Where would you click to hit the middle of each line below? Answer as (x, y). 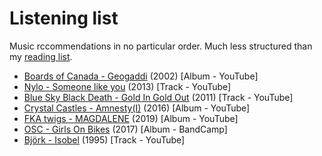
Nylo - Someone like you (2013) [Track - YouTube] (127, 86)
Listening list (64, 18)
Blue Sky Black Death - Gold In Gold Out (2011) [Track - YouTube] (158, 97)
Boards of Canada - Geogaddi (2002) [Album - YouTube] (141, 76)
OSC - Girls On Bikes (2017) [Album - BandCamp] (125, 129)
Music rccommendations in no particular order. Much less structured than (161, 46)
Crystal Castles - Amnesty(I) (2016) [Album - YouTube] (137, 108)
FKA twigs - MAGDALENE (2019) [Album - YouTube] (131, 118)
